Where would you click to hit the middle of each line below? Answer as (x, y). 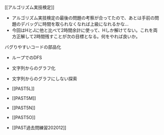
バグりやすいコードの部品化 (33, 47)
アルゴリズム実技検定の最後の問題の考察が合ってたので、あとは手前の (83, 18)
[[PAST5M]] (24, 98)
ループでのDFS (27, 58)
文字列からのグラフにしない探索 (44, 79)
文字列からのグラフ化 (33, 68)
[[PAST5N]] (24, 108)
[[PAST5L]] (23, 89)
